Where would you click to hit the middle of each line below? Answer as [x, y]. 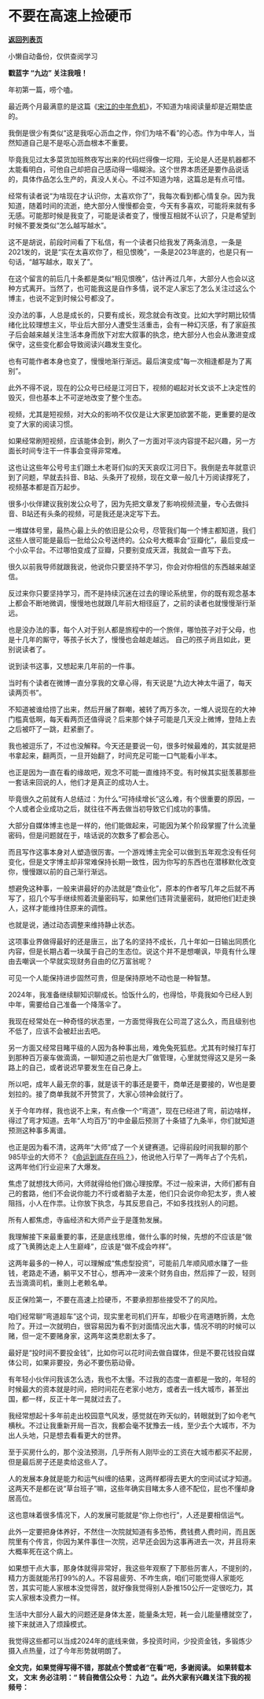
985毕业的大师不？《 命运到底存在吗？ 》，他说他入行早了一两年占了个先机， [130, 1157]
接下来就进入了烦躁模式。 [49, 1624]
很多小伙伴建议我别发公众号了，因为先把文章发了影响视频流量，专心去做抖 [128, 504]
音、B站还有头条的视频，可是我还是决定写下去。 [86, 513]
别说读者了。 [29, 649]
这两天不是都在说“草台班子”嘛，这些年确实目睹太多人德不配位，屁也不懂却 [128, 1488]
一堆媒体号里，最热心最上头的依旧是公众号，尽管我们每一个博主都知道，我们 [132, 530]
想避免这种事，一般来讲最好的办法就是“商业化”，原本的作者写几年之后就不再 [132, 888]
